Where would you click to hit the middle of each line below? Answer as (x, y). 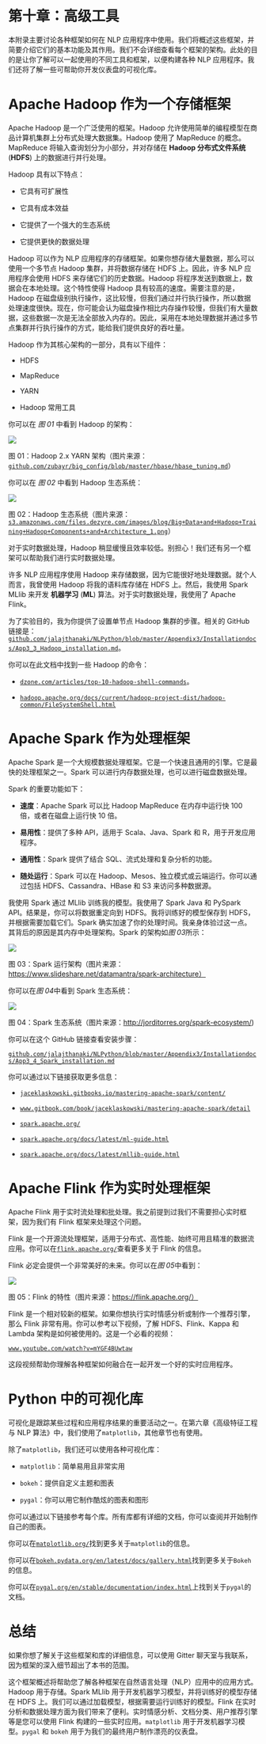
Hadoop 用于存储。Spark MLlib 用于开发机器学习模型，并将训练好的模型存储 (133, 1692)
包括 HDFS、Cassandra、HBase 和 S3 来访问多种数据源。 (121, 885)
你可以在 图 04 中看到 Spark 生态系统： (70, 990)
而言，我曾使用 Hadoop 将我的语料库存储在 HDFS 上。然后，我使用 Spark (128, 584)
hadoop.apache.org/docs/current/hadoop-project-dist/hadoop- (123, 697)
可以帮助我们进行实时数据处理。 (67, 557)
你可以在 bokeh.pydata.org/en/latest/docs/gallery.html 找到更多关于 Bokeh (130, 1560)
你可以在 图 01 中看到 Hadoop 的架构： (71, 424)
